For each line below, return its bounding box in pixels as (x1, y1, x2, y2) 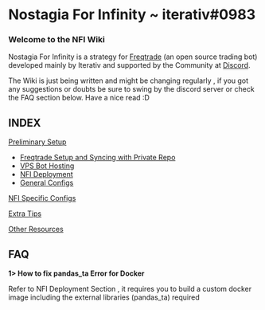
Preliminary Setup (8, 137, 67, 147)
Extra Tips (8, 209, 42, 218)
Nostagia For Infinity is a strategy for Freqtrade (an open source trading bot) (8, 52, 258, 61)
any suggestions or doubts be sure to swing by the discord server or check (8, 84, 255, 94)
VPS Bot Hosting (19, 161, 75, 171)
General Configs (19, 178, 74, 188)
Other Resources (8, 225, 64, 234)
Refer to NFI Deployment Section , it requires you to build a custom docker (8, 284, 252, 294)
